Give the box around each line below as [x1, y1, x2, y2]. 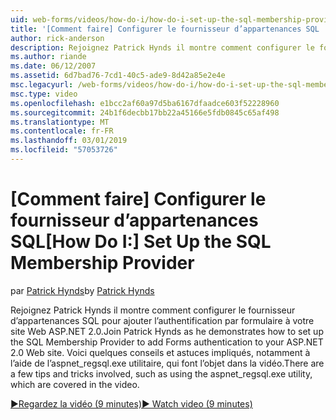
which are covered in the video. [10, 378, 140, 390]
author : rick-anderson [10, 33, 105, 43]
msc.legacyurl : [10, 80, 74, 90]
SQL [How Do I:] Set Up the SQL [10, 231, 272, 253]
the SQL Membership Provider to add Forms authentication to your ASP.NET [10, 336, 324, 348]
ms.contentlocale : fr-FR [10, 126, 114, 136]
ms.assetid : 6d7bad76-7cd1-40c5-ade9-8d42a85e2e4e [10, 71, 226, 81]
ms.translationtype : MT [10, 117, 110, 127]
